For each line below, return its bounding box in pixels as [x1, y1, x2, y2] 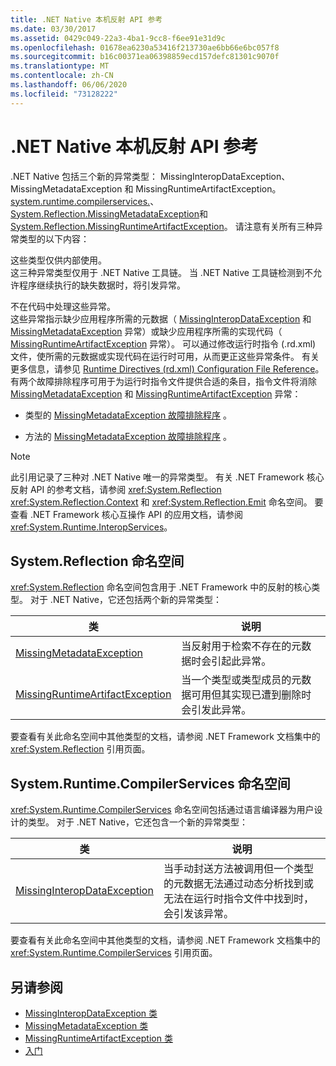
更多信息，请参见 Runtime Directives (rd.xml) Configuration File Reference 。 [10, 362, 325, 375]
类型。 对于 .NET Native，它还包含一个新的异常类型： [27, 816, 248, 828]
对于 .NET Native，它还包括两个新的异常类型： [29, 594, 222, 606]
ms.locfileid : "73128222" [10, 89, 118, 99]
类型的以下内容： [18, 232, 90, 245]
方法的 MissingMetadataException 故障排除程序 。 [24, 430, 233, 442]
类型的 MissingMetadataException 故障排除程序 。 [24, 409, 233, 421]
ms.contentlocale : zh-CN [10, 71, 114, 81]
